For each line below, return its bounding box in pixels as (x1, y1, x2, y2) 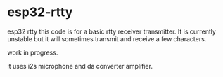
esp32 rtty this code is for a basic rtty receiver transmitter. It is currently (7, 27, 217, 36)
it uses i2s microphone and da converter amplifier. (7, 62, 153, 70)
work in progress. (7, 48, 58, 57)
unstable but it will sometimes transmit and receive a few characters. (7, 34, 207, 43)
